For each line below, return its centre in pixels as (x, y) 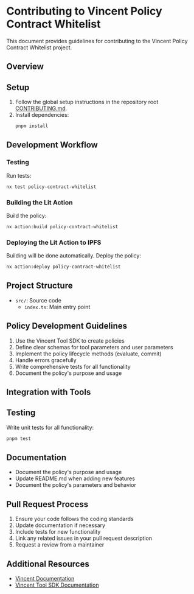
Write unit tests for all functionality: (50, 427)
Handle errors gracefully (46, 360)
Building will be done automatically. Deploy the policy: (74, 256)
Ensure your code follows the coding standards (74, 519)
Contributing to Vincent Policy (84, 11)
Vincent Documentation (45, 579)
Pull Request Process (47, 504)
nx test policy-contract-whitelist (51, 187)
